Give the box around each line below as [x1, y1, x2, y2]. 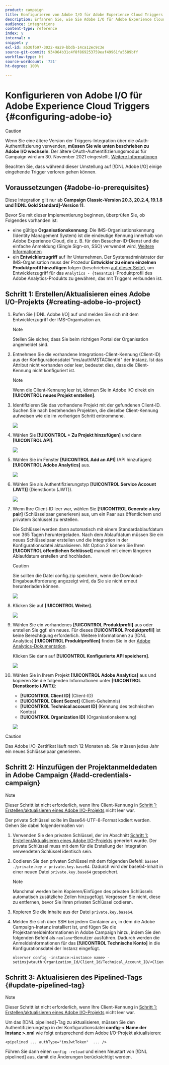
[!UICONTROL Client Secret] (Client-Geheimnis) [20, 698, 121, 704]
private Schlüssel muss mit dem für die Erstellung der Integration [12, 843, 147, 849]
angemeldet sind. [12, 341, 49, 347]
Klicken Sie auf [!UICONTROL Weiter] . [12, 602, 93, 608]
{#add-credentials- [69, 771, 132, 780]
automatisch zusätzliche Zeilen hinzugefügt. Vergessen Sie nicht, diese [12, 894, 161, 900]
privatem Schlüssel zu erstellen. [12, 516, 79, 522]
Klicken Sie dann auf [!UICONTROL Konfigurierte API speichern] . [12, 653, 150, 659]
